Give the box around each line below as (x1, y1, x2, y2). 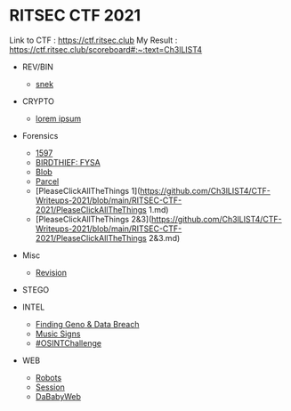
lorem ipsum (35, 113, 82, 124)
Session (35, 382, 65, 392)
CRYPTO (21, 95, 55, 107)
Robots (35, 372, 62, 383)
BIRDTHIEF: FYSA (35, 157, 101, 167)
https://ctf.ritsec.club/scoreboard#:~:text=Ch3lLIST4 (9, 44, 203, 54)
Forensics (21, 130, 59, 141)
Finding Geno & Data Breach (35, 318, 140, 329)
